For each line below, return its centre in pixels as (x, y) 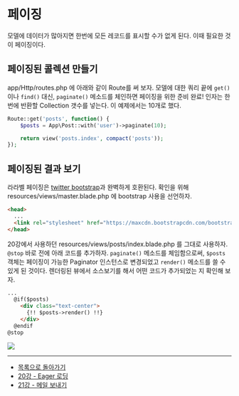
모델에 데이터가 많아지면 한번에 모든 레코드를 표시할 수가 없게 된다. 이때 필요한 (116, 36)
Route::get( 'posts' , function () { (59, 119)
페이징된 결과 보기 (44, 169)
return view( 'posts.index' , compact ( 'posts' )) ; (92, 138)
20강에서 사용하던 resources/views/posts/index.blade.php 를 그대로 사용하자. (118, 244)
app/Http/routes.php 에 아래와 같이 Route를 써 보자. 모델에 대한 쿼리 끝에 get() (119, 87)
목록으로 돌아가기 (42, 367)
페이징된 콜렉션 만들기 (53, 69)
